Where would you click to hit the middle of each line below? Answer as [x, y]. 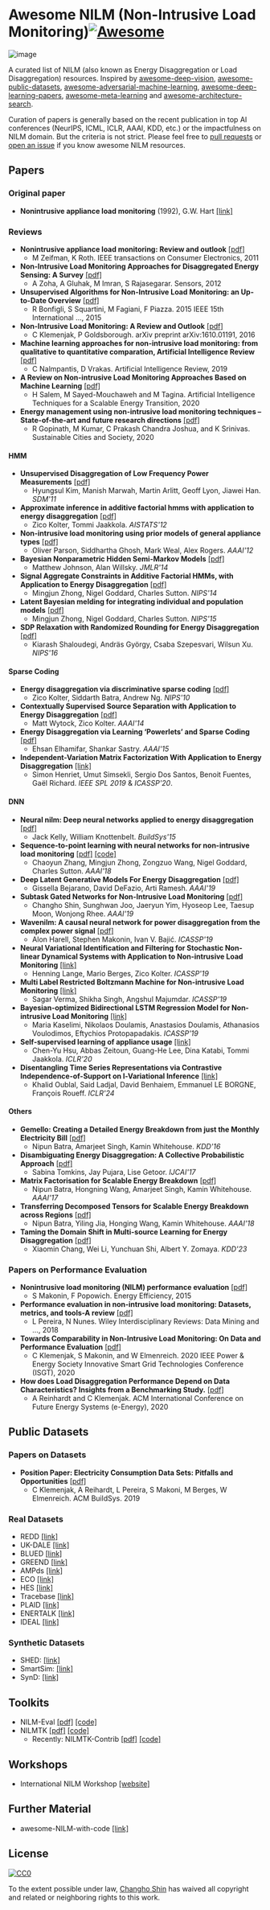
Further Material [50, 1809]
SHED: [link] [40, 1660]
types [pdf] [39, 542]
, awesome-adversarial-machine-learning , [130, 87]
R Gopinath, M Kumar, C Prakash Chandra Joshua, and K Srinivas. [141, 429]
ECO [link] [37, 1579]
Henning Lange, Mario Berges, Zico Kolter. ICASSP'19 [120, 973]
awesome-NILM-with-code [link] [74, 1828]
